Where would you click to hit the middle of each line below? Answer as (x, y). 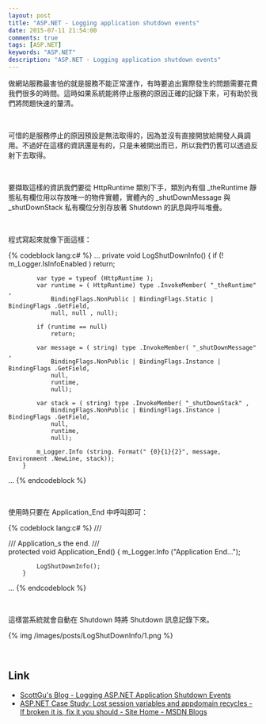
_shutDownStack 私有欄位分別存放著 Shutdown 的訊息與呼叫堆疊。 (118, 207)
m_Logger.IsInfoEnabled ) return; (62, 263)
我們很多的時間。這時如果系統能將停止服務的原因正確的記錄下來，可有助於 (129, 93)
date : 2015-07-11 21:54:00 (53, 30)
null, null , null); (84, 313)
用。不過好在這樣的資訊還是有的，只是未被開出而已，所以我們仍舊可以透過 (129, 145)
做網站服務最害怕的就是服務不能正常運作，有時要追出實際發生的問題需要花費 (133, 83)
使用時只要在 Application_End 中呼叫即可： (78, 511)
